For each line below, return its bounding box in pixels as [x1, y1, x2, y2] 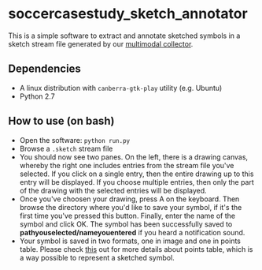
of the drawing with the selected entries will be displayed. [19, 186, 207, 195]
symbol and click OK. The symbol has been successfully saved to [19, 219, 233, 229]
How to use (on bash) [8, 114, 115, 128]
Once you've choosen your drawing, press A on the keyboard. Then [19, 194, 240, 204]
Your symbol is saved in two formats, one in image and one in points [19, 236, 242, 246]
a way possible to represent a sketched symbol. [19, 253, 175, 262]
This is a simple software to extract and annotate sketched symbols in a [8, 31, 241, 40]
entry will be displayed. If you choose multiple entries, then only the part [19, 177, 254, 186]
